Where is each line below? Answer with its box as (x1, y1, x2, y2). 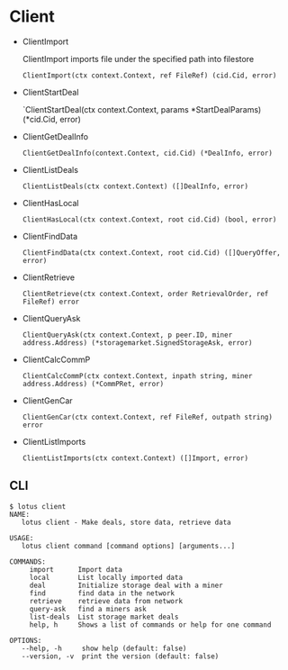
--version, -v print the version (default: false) (21, 651, 220, 661)
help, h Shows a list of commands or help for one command (29, 620, 272, 629)
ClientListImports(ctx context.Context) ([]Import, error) (22, 453, 249, 463)
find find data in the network (29, 588, 175, 598)
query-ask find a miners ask (29, 604, 147, 613)
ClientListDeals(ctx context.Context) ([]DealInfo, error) (22, 182, 249, 191)
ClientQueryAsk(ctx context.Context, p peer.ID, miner (22, 330, 233, 340)
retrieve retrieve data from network (29, 596, 183, 605)
